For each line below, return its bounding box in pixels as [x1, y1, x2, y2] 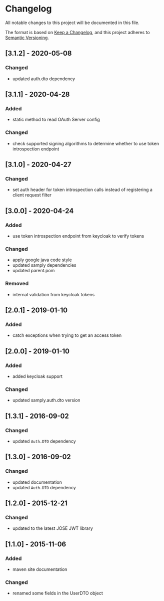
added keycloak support [12, 373, 63, 379]
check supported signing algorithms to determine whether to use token [12, 140, 159, 146]
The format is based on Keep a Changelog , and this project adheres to [5, 29, 150, 35]
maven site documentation [12, 566, 67, 572]
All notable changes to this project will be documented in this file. [5, 20, 140, 26]
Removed [5, 280, 29, 287]
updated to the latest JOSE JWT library [12, 525, 93, 531]
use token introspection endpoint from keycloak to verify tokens [12, 233, 144, 239]
